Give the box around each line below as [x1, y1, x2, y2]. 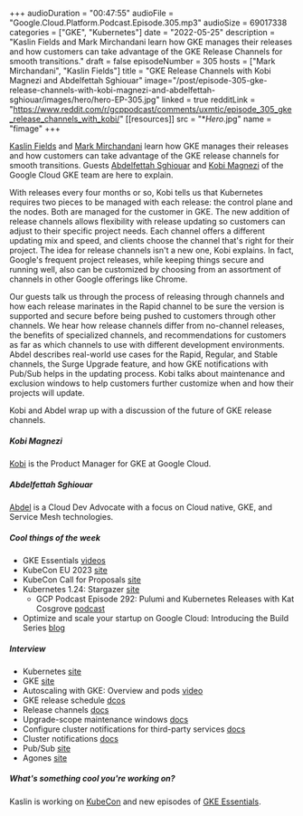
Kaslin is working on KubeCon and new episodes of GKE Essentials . [9, 796, 261, 807]
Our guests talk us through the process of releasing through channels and [9, 292, 285, 302]
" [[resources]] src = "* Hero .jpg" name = [118, 113, 272, 124]
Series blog [22, 622, 66, 633]
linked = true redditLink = [161, 94, 256, 105]
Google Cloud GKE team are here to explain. [9, 169, 174, 180]
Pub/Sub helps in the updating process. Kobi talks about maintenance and [9, 369, 286, 379]
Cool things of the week [9, 532, 101, 542]
